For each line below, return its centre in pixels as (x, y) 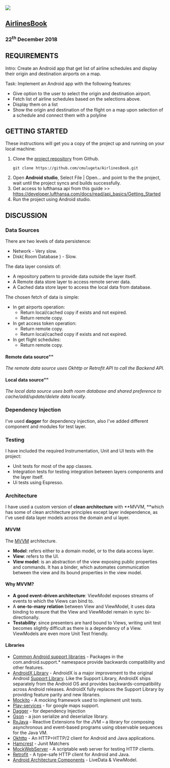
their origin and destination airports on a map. (53, 74)
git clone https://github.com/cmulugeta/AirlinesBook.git (75, 168)
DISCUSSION (26, 216)
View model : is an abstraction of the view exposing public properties (85, 561)
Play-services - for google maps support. (56, 705)
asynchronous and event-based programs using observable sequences (88, 727)
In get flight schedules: (37, 340)
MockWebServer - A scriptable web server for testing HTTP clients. (83, 749)
